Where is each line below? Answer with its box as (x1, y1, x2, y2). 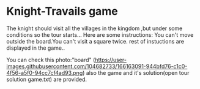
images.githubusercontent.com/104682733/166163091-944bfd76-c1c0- (6, 63, 188, 70)
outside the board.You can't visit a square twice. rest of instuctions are (6, 37, 185, 45)
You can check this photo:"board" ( (6, 56, 95, 63)
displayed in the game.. (6, 44, 65, 52)
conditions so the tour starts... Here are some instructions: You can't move (6, 31, 194, 38)
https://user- (94, 56, 127, 63)
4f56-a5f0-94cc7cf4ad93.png (6, 69, 83, 76)
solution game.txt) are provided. (6, 75, 87, 83)
